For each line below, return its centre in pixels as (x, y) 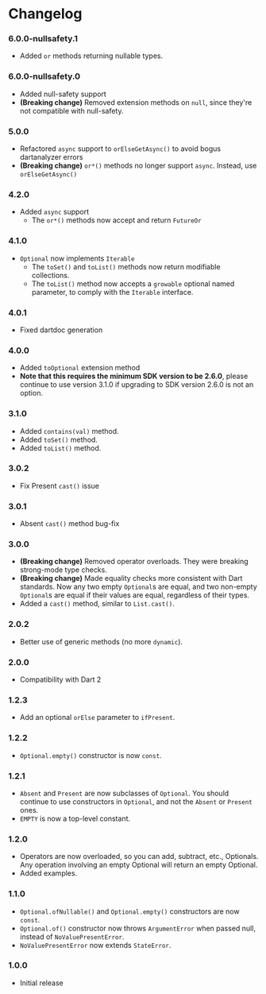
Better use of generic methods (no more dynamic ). (101, 641)
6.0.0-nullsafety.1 (43, 39)
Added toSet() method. (58, 439)
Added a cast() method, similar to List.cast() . (97, 604)
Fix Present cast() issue (60, 485)
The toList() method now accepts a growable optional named (133, 284)
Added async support (54, 212)
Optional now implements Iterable (77, 258)
